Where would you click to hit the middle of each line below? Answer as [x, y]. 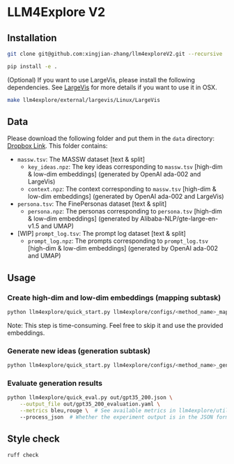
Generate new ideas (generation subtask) [79, 351]
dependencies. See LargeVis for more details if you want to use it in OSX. [112, 87]
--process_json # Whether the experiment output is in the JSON [117, 417]
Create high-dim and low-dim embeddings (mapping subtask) [114, 297]
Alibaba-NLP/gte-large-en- [179, 219]
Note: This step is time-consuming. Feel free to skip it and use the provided [115, 325]
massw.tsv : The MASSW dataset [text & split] [81, 159]
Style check [34, 439]
